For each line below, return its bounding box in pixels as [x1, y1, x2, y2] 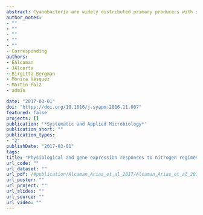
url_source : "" [6, 194, 45, 200]
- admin [6, 88, 26, 94]
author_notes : [6, 14, 42, 21]
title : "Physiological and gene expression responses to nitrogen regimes [6, 155, 199, 161]
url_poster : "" [6, 177, 45, 183]
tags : [6, 149, 20, 155]
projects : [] [6, 115, 39, 121]
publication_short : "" [6, 126, 63, 133]
